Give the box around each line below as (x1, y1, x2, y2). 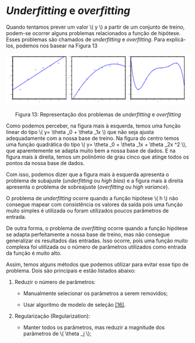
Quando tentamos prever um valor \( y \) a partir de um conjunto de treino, (6, 23, 185, 30)
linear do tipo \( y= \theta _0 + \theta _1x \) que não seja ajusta (6, 128, 154, 135)
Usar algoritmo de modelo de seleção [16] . (23, 301, 126, 308)
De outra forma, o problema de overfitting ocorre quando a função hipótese (6, 224, 188, 232)
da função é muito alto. (6, 249, 62, 256)
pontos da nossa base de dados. (6, 159, 85, 166)
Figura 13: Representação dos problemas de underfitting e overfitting (15, 111, 182, 118)
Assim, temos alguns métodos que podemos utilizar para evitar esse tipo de (6, 260, 189, 267)
